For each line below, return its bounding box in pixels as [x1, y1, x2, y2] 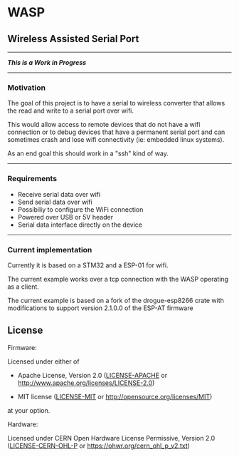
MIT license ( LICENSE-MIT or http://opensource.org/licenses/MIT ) [17, 392, 213, 401]
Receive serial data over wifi [17, 190, 101, 198]
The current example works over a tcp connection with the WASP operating [7, 274, 229, 283]
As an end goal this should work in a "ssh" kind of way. [7, 149, 169, 158]
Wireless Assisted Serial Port [7, 33, 139, 45]
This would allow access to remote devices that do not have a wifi [7, 120, 201, 129]
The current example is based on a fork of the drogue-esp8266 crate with [7, 296, 224, 304]
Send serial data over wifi [17, 197, 92, 206]
